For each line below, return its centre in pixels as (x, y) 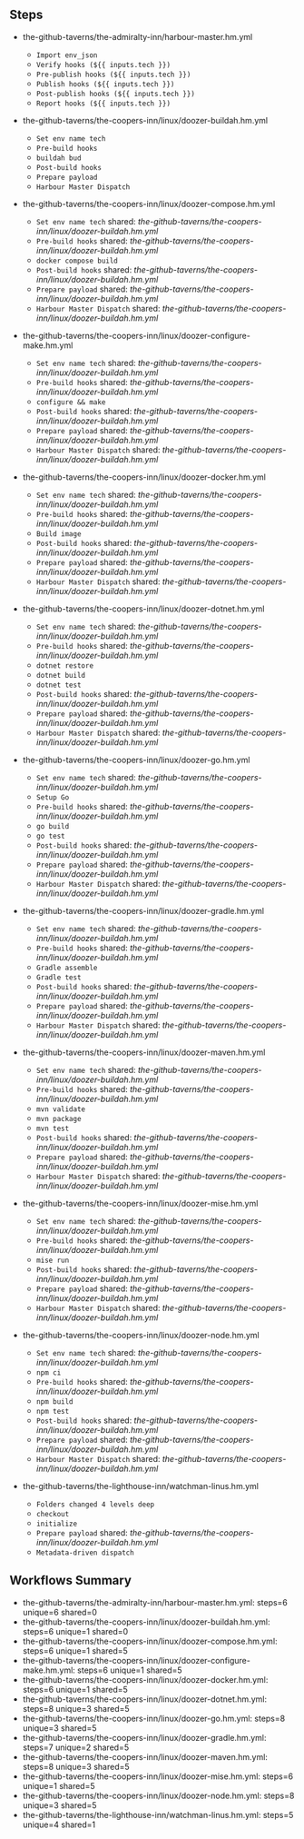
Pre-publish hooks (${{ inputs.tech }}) (113, 75)
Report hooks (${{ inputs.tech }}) (103, 104)
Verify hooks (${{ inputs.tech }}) (103, 65)
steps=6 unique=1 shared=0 (75, 1631)
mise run (53, 1260)
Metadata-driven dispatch (85, 1553)
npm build (55, 1402)
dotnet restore (64, 666)
